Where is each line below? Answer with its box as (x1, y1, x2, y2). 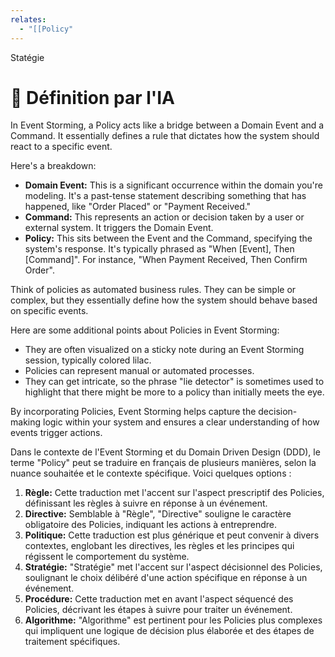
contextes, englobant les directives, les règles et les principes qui (24, 540, 295, 552)
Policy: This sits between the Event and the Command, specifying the (24, 232, 313, 245)
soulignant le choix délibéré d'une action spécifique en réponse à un (24, 572, 308, 584)
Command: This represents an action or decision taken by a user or (24, 211, 305, 223)
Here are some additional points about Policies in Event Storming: (10, 324, 280, 336)
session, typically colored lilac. (24, 354, 152, 366)
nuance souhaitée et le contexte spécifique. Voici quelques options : (10, 467, 292, 480)
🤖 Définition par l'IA (10, 86, 176, 109)
